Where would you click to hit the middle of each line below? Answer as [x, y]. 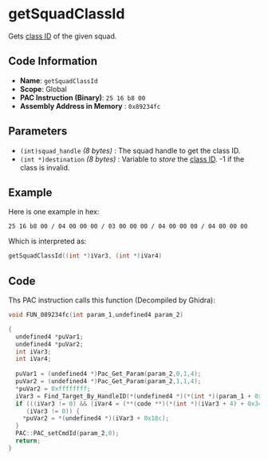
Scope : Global [43, 89]
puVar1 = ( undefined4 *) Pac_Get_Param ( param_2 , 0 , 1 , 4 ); [108, 374]
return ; [28, 441]
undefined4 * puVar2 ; [49, 344]
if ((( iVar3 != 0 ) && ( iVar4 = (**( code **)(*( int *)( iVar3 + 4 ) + [130, 404]
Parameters [38, 132]
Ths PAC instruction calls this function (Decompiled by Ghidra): [112, 300]
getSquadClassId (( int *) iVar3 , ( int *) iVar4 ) [85, 256]
